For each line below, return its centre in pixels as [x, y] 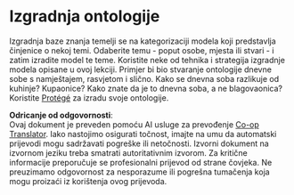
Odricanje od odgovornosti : [61, 115]
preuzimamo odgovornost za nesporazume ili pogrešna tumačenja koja [139, 172]
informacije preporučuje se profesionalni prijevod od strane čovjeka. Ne [141, 162]
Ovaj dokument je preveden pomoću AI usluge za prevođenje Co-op [135, 124]
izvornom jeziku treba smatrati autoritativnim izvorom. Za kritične [128, 152]
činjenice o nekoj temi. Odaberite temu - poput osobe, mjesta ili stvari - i [142, 50]
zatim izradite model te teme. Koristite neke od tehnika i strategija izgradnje [147, 60]
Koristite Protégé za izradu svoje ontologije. [89, 97]
